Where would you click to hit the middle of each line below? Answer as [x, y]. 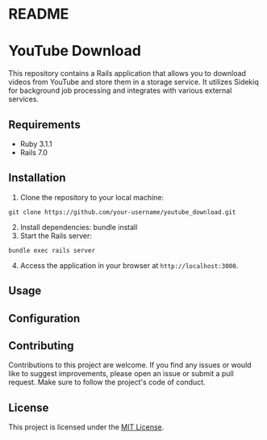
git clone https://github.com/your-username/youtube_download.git [122, 212]
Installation [37, 178]
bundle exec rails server [52, 250]
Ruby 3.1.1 [36, 144]
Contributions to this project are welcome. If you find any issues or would [130, 365]
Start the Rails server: [56, 236]
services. [23, 99]
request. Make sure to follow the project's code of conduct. [107, 382]
